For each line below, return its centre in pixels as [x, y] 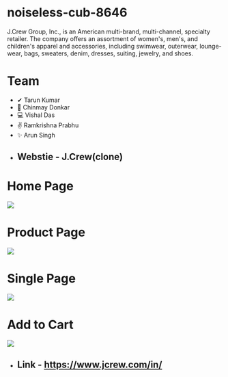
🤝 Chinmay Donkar [43, 107]
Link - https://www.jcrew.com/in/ [89, 365]
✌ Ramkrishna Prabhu [48, 125]
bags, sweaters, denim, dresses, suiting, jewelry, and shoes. [108, 53]
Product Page [46, 232]
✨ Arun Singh [36, 135]
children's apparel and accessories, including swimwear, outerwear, [103, 46]
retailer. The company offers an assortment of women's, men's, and [102, 38]
